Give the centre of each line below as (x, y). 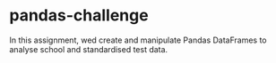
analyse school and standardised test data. (89, 49)
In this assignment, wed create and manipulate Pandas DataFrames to (138, 40)
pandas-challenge (79, 16)
